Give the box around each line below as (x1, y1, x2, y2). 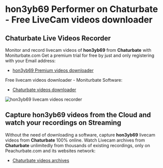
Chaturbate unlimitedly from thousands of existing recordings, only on (5, 142, 151, 148)
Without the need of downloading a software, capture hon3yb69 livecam (5, 132, 156, 138)
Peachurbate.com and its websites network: (5, 148, 96, 154)
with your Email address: (5, 58, 56, 63)
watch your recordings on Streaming (5, 119, 121, 127)
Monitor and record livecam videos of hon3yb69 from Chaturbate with (5, 47, 152, 53)
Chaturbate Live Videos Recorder (5, 34, 111, 42)
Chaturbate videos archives (12, 157, 70, 163)
